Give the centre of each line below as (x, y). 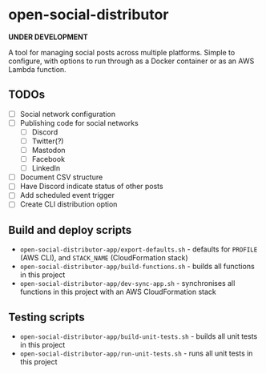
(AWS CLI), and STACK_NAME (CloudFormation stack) (104, 258)
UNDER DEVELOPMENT (48, 37)
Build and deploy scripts (70, 230)
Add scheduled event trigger (67, 195)
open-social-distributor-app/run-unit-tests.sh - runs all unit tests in (136, 353)
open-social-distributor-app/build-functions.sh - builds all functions (137, 267)
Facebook (48, 159)
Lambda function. (37, 69)
